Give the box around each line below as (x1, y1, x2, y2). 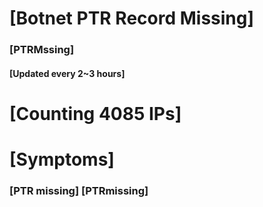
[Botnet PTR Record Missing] (9, 7, 255, 30)
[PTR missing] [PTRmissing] (9, 184, 149, 197)
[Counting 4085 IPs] (9, 102, 182, 125)
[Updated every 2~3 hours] (9, 67, 126, 79)
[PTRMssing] (9, 43, 75, 57)
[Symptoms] (9, 148, 115, 171)
